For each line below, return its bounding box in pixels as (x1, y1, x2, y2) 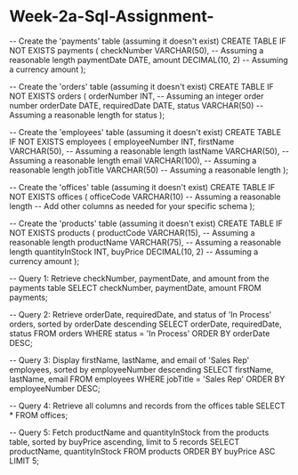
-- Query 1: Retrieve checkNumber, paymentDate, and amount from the (9, 273, 270, 284)
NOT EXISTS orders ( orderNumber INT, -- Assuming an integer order (9, 91, 264, 101)
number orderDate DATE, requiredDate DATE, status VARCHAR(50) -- (9, 100, 264, 110)
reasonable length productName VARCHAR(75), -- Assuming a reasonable (9, 237, 282, 247)
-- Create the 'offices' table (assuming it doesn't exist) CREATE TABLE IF (9, 181, 276, 192)
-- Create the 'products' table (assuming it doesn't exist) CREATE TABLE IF (9, 218, 283, 229)
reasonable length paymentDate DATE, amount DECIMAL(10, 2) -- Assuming (9, 54, 289, 65)
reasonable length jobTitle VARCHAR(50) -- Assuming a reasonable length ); (9, 165, 289, 175)
